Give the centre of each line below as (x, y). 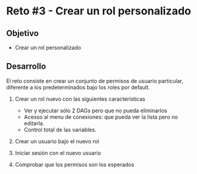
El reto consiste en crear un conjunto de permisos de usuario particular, (95, 81)
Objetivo (23, 33)
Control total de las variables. (60, 130)
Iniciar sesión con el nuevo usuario (58, 153)
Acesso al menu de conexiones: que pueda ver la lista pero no (101, 117)
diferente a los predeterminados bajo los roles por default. (78, 87)
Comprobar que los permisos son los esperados (74, 164)
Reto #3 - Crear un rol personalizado (98, 11)
